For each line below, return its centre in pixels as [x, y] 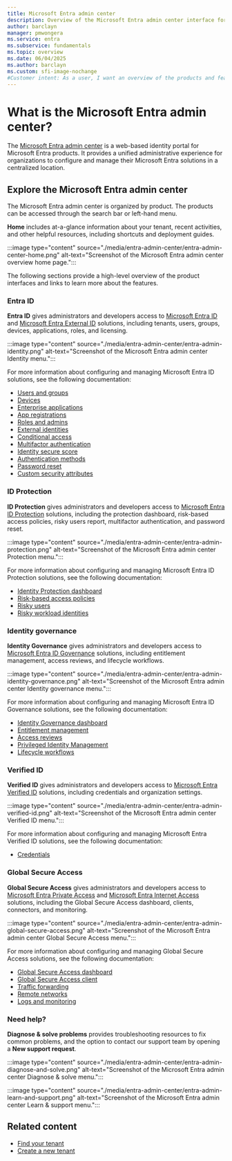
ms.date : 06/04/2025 [37, 59]
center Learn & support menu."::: [54, 1105]
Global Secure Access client [57, 979]
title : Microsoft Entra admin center [61, 13]
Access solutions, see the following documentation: [80, 959]
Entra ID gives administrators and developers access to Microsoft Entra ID [112, 316]
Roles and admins [42, 422]
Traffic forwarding [43, 986]
